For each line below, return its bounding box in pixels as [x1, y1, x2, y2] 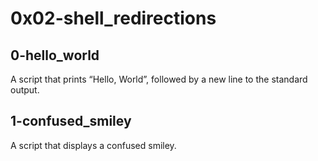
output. [10, 84, 40, 96]
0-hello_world [10, 47, 100, 64]
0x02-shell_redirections [10, 7, 217, 30]
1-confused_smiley [10, 113, 132, 130]
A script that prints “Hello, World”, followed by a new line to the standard [10, 73, 308, 85]
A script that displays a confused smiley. [10, 139, 177, 151]
